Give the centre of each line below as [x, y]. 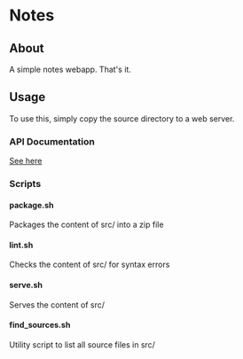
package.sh [31, 205]
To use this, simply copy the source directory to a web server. [122, 118]
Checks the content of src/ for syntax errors [90, 265]
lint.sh [21, 245]
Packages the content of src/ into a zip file [86, 225]
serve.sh [26, 285]
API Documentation [52, 141]
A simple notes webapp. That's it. [70, 69]
